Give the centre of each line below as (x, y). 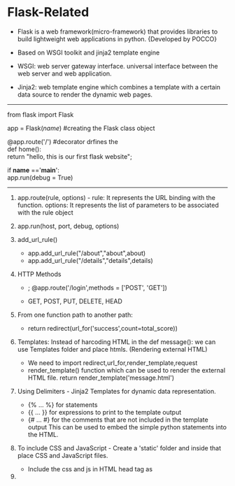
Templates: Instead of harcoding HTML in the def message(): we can (116, 342)
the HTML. (43, 434)
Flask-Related (48, 12)
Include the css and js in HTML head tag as (90, 469)
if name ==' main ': (33, 170)
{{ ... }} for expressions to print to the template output (105, 412)
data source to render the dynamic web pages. (85, 94)
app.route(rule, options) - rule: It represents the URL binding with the (116, 197)
